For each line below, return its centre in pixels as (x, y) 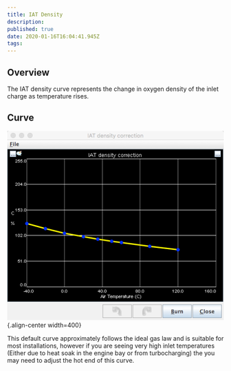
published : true (30, 29)
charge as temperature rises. (48, 96)
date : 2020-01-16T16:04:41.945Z (53, 36)
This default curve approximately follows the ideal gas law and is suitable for (115, 338)
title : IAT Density (35, 14)
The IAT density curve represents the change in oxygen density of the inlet (113, 89)
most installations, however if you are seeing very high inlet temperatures (111, 346)
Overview (29, 72)
